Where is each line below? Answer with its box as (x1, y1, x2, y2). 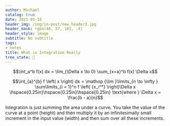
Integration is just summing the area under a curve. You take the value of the (5, 105, 165, 111)
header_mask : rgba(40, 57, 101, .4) (5, 26, 83, 31)
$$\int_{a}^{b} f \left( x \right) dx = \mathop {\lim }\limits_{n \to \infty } (12, 78, 158, 84)
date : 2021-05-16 (5, 17, 42, 22)
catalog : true (5, 12, 36, 17)
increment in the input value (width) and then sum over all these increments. (5, 115, 165, 121)
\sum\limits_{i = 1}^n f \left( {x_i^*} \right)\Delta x (35, 84, 136, 90)
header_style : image (5, 31, 49, 36)
